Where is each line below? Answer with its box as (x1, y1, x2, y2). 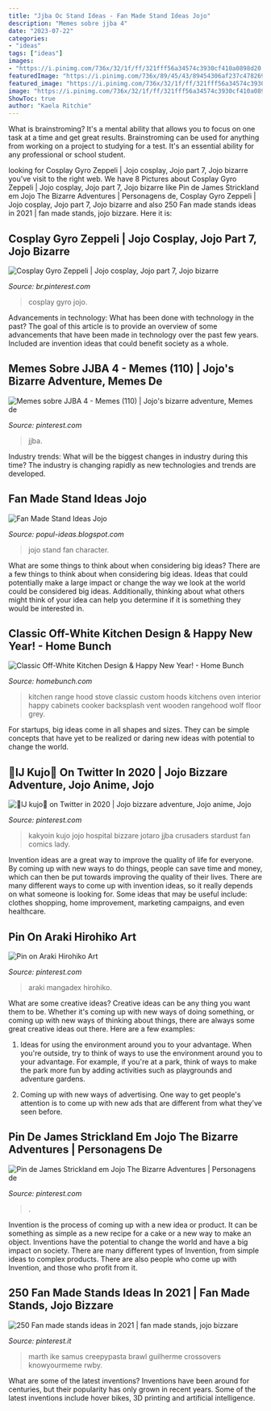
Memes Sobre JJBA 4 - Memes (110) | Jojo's (8, 362, 235, 376)
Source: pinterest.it (8, 1336, 72, 1346)
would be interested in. (8, 603, 85, 613)
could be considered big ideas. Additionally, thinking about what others (8, 586, 245, 596)
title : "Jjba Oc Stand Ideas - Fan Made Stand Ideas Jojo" (8, 11, 211, 20)
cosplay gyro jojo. (27, 296, 88, 307)
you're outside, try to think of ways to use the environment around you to (19, 1048, 263, 1058)
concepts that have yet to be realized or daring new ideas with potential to (8, 733, 256, 743)
